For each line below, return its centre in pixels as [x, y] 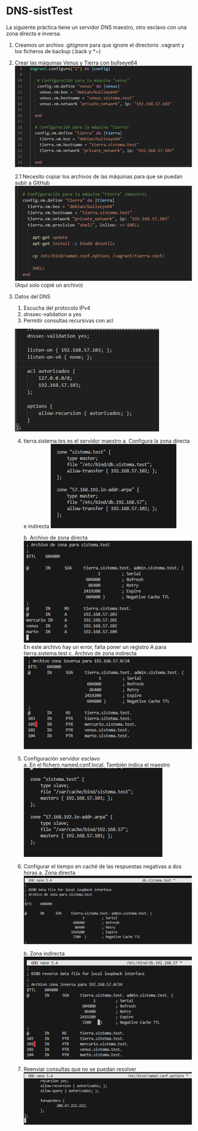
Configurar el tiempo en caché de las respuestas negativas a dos [102, 866]
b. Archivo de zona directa [55, 537]
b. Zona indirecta [44, 954]
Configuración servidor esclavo [62, 759]
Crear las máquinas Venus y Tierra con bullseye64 [76, 63]
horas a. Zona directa [49, 873]
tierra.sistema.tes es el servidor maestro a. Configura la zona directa [107, 441]
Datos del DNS [32, 296]
